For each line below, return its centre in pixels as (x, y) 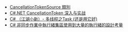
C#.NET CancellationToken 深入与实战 (48, 13)
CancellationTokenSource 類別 (40, 7)
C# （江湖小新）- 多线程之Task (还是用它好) (54, 19)
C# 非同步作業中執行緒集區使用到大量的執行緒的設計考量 (66, 25)
